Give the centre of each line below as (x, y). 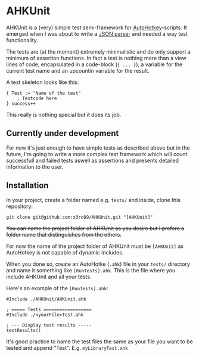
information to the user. (35, 167)
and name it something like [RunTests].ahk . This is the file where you (91, 270)
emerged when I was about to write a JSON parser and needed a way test (97, 33)
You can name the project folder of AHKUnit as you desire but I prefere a (95, 228)
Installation (27, 186)
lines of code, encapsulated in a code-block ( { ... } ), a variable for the (94, 64)
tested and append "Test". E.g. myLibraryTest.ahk (67, 347)
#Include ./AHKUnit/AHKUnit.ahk (46, 299)
